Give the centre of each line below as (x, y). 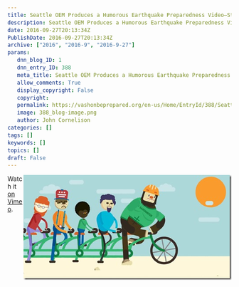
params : (19, 53)
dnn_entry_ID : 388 (44, 68)
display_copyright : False (55, 90)
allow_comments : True (49, 83)
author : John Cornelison (54, 120)
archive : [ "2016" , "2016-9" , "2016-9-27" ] (71, 45)
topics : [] (23, 150)
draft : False (27, 158)
